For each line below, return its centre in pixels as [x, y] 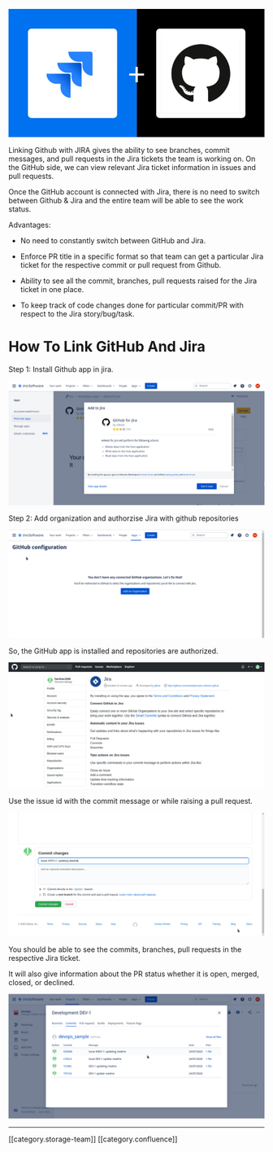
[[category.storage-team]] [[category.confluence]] [93, 1139]
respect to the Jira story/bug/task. [77, 314]
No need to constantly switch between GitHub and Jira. [113, 240]
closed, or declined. [42, 983]
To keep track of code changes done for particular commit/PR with [132, 305]
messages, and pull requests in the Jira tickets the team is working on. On [132, 159]
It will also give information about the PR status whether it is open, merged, [134, 974]
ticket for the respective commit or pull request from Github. [121, 265]
